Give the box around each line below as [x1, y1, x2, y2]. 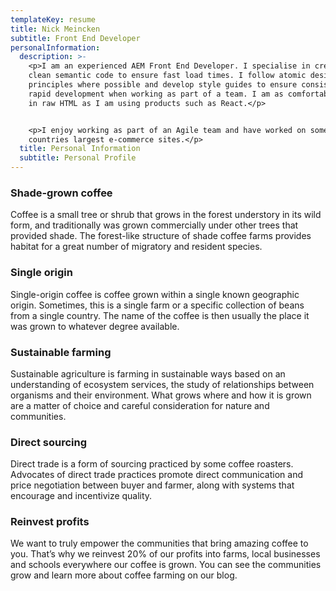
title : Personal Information [19, 144, 141, 154]
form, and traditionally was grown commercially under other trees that [10, 219, 299, 231]
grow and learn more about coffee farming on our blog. [10, 569, 238, 581]
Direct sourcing [10, 435, 87, 449]
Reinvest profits [10, 515, 90, 529]
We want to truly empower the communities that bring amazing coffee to [10, 537, 309, 550]
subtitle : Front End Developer [10, 33, 141, 43]
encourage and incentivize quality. [10, 490, 153, 502]
